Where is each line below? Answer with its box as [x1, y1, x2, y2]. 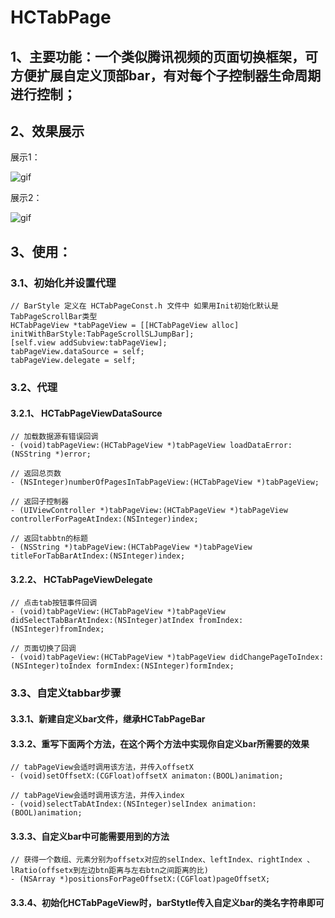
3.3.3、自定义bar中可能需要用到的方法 [10, 830, 170, 842]
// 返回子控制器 [10, 497, 69, 507]
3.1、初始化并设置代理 [10, 276, 117, 290]
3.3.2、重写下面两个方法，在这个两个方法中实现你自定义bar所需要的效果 [10, 737, 310, 750]
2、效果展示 [10, 122, 85, 140]
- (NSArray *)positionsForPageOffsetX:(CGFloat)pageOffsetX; [10, 874, 271, 885]
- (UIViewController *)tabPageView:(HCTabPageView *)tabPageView [10, 506, 288, 516]
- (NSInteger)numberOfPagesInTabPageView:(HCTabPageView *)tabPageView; [10, 477, 320, 488]
